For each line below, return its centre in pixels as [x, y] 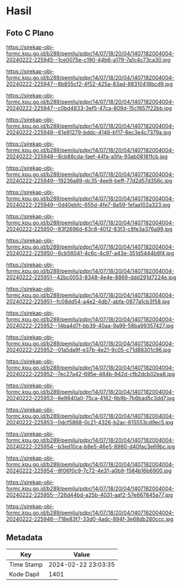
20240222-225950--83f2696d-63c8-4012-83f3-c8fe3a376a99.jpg [90, 229]
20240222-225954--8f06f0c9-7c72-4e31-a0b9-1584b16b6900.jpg [89, 471]
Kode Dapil [24, 574]
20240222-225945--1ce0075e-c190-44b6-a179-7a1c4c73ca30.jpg [88, 60]
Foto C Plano [30, 33]
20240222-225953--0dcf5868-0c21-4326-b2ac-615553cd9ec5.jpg [90, 422]
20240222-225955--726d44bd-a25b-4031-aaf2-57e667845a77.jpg [90, 495]
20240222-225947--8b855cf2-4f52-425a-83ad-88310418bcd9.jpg [90, 84]
